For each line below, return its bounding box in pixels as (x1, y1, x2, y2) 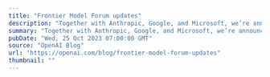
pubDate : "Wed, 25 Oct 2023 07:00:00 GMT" (8, 34, 153, 43)
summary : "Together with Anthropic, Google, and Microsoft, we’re (8, 26, 235, 34)
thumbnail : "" (8, 57, 56, 65)
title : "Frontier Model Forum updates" (8, 11, 142, 20)
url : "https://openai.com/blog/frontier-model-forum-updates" (8, 49, 221, 57)
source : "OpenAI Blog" (8, 42, 84, 50)
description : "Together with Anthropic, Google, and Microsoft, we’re (8, 19, 250, 27)
